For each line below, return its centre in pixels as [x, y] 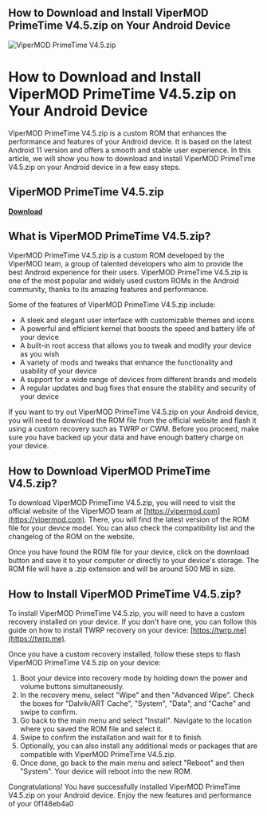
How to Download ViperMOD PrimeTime [110, 471]
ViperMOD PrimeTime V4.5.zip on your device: [84, 662]
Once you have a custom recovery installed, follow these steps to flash [124, 654]
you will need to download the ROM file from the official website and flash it [132, 420]
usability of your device [58, 371]
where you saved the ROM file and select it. [91, 729]
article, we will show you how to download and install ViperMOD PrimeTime [132, 158]
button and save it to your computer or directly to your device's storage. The [133, 561]
